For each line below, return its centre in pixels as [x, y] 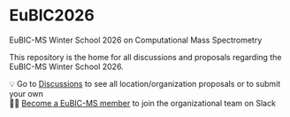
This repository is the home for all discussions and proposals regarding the [145, 57]
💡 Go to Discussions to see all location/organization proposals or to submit [145, 83]
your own [27, 93]
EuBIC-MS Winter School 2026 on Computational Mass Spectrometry [136, 40]
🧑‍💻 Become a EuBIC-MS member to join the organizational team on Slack [143, 103]
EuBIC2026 [52, 16]
